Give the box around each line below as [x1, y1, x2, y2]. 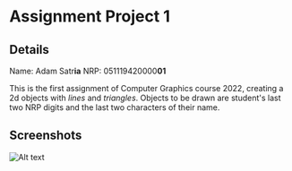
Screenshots [9, 128, 82, 143]
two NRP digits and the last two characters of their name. [9, 102, 220, 113]
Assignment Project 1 [9, 6, 170, 27]
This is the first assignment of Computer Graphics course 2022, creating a [9, 83, 284, 93]
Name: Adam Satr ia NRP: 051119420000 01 [9, 65, 167, 76]
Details [9, 42, 49, 57]
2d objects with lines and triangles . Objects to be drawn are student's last [9, 92, 281, 103]
